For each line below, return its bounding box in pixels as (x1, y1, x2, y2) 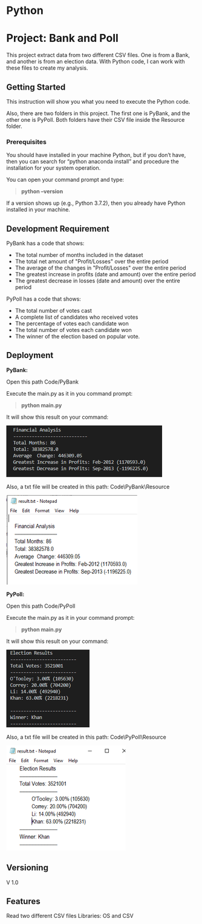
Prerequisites (6, 138, 47, 146)
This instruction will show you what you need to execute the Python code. (6, 98, 191, 105)
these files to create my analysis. (6, 64, 88, 71)
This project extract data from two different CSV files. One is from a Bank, (6, 52, 191, 59)
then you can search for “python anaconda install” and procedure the (6, 158, 180, 165)
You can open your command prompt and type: (6, 176, 125, 184)
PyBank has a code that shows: (6, 240, 85, 247)
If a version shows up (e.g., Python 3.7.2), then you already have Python (6, 199, 186, 207)
